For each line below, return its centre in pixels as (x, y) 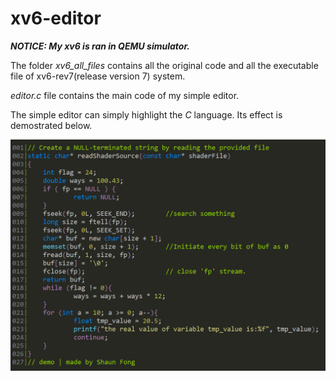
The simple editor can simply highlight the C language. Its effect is (146, 114)
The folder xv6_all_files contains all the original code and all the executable (164, 65)
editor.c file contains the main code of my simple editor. (125, 95)
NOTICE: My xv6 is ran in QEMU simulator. (100, 46)
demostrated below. (51, 125)
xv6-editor (56, 18)
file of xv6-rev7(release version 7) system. (98, 76)
